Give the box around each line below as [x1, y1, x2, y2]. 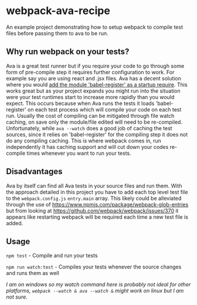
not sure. [6, 293, 28, 300]
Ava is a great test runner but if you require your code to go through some [6, 62, 185, 69]
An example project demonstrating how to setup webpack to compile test [6, 23, 184, 30]
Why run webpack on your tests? [6, 47, 130, 57]
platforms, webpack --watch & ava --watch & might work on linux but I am [6, 287, 184, 294]
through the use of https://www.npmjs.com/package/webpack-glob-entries [6, 201, 189, 208]
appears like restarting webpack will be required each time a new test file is [6, 213, 189, 221]
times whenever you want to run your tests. [26, 150, 132, 157]
